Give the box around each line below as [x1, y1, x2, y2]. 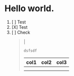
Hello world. [4, 3, 54, 14]
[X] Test [11, 24, 28, 30]
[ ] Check [11, 29, 30, 35]
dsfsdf [23, 48, 37, 53]
